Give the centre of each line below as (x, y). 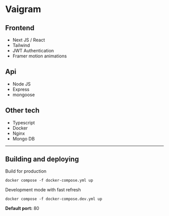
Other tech (22, 111)
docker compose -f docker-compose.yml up (49, 181)
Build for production (26, 171)
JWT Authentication (33, 51)
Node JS (22, 84)
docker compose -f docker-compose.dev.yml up (54, 199)
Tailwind (21, 45)
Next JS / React (29, 40)
